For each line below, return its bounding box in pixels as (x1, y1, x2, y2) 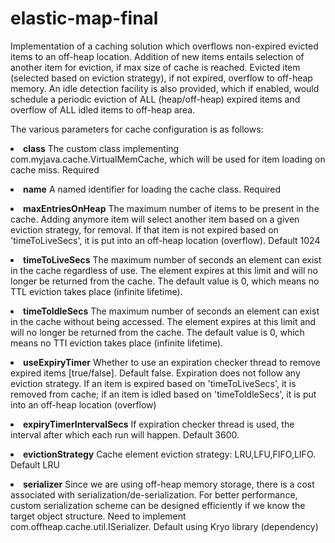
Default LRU (10, 458, 60, 471)
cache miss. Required (10, 163, 100, 176)
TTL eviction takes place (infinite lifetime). (10, 285, 183, 297)
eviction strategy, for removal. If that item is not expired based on (10, 223, 279, 236)
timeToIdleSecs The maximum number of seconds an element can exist (23, 305, 320, 317)
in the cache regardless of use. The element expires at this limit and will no (10, 264, 318, 276)
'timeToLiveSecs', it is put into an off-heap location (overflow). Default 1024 (10, 234, 321, 246)
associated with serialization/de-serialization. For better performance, (10, 488, 298, 501)
